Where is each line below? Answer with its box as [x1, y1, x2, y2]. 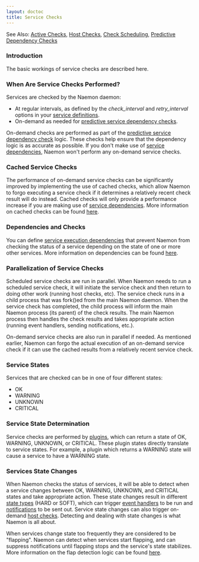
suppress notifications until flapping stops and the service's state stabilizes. [6, 542, 192, 550]
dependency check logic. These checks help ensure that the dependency [6, 136, 187, 143]
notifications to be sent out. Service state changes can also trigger [6, 506, 169, 513]
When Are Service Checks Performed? [6, 80, 121, 88]
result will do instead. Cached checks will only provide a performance [6, 196, 177, 203]
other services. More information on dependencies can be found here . [6, 249, 178, 256]
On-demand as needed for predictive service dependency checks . [14, 118, 178, 125]
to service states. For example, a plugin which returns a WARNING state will [6, 445, 191, 453]
